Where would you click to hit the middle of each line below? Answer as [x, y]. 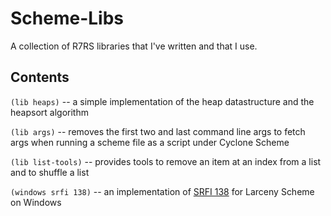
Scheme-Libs [67, 18]
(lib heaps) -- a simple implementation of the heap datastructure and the [162, 101]
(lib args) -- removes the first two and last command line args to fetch [158, 131]
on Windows [36, 202]
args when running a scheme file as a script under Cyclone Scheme [150, 142]
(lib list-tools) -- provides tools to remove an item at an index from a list [166, 161]
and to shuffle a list [50, 172]
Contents [40, 77]
